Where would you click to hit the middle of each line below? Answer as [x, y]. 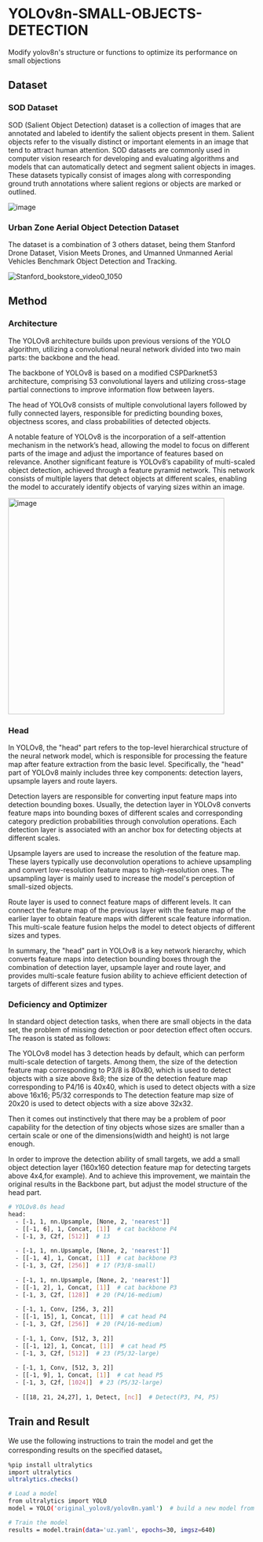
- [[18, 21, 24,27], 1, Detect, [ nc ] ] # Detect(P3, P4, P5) [117, 1397]
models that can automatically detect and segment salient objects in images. [132, 167]
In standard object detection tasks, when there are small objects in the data [130, 1022]
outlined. [22, 192]
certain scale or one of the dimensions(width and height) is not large [119, 1136]
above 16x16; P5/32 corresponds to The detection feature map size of [121, 1095]
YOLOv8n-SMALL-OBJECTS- [105, 14]
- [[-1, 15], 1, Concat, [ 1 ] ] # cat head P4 [91, 1317]
